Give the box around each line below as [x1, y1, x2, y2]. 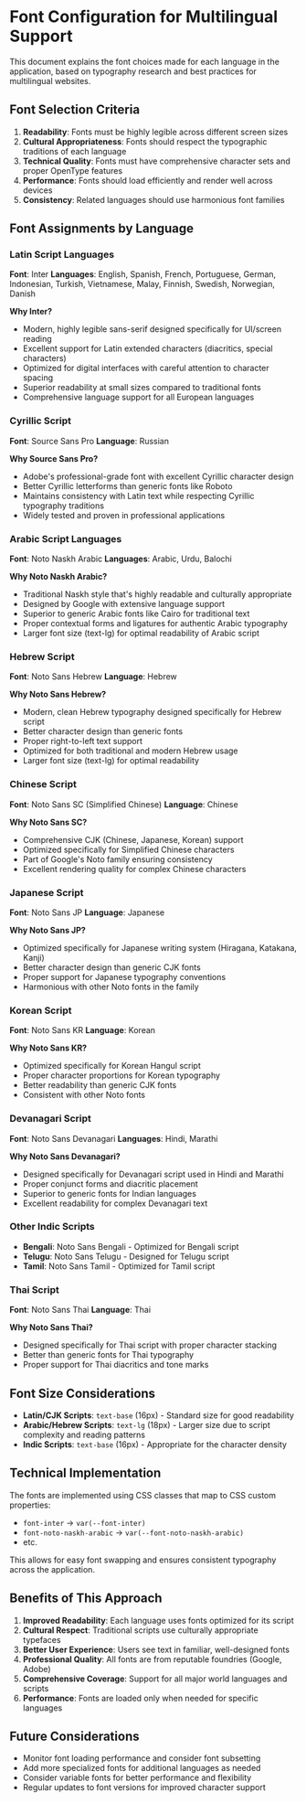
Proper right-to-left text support [22, 736, 143, 747]
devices [22, 185, 53, 196]
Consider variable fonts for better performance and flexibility [22, 1772, 252, 1784]
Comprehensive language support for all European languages [22, 391, 255, 403]
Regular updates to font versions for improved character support [22, 1782, 267, 1793]
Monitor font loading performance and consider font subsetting [22, 1753, 261, 1764]
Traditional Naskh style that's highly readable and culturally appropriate [22, 589, 292, 600]
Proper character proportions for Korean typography [22, 1070, 221, 1081]
